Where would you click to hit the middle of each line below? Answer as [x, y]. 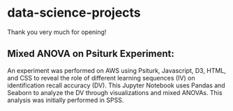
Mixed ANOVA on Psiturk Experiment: [91, 54]
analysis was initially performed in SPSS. [66, 100]
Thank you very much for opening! [57, 32]
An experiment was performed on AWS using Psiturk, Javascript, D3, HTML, [117, 70]
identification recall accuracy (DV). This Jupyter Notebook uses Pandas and [116, 85]
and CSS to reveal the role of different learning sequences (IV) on [101, 78]
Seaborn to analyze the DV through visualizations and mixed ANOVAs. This [115, 92]
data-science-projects [74, 13]
